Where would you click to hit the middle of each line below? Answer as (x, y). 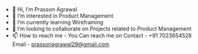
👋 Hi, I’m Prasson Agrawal (44, 9)
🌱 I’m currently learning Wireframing (58, 22)
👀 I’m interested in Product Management (63, 16)
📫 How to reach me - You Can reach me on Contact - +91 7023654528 (102, 35)
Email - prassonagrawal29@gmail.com (61, 44)
